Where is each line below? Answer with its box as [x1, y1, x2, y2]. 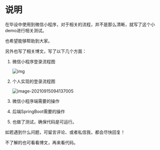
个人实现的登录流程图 [12, 78, 55, 84]
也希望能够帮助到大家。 [5, 37, 52, 44]
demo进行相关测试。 [5, 27, 47, 33]
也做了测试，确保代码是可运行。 [12, 119, 77, 125]
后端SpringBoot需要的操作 [12, 108, 65, 114]
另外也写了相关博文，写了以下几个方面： [5, 48, 87, 54]
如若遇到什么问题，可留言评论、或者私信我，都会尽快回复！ [5, 129, 125, 135]
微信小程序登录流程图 [12, 58, 55, 64]
